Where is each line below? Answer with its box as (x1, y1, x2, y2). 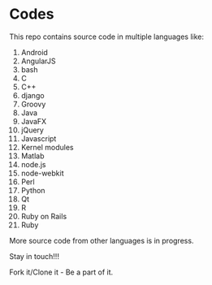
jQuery (20, 125, 44, 135)
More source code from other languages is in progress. (9, 235, 194, 245)
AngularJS (20, 56, 56, 66)
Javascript (20, 133, 57, 143)
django (20, 90, 45, 100)
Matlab (20, 151, 45, 161)
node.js (20, 159, 47, 169)
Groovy (20, 99, 46, 109)
